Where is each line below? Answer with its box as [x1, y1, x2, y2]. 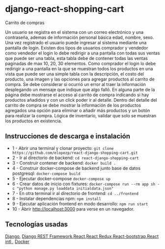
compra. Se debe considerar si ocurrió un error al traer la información [5, 81, 146, 87]
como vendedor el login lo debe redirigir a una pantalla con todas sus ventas [5, 50, 160, 56]
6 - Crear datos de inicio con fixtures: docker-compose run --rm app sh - [12, 181, 160, 187]
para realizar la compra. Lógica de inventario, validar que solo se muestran [5, 112, 157, 118]
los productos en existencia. [5, 118, 62, 124]
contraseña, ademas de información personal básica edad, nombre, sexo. [5, 34, 154, 40]
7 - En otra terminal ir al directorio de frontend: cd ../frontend [12, 190, 139, 196]
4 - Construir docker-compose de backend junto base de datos [12, 165, 141, 171]
